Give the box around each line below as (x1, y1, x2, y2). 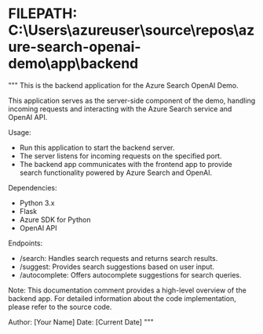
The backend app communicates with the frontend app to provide (19, 159, 233, 169)
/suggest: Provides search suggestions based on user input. (19, 262, 214, 271)
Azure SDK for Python (19, 215, 91, 224)
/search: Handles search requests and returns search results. (19, 253, 218, 263)
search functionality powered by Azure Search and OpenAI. (19, 168, 213, 177)
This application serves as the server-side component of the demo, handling (8, 96, 256, 105)
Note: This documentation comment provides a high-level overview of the (8, 285, 247, 295)
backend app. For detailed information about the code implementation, (8, 293, 237, 303)
